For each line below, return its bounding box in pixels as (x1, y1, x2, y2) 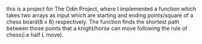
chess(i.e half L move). (6, 31, 64, 38)
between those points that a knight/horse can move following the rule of (6, 24, 188, 32)
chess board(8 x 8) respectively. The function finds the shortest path (6, 18, 180, 25)
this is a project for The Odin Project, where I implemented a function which (6, 5, 197, 12)
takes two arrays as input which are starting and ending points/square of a (6, 12, 193, 19)
